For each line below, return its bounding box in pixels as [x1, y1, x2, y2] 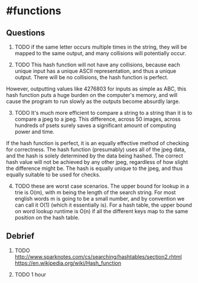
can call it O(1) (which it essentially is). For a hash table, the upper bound [14, 201, 192, 208]
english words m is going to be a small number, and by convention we [14, 195, 185, 202]
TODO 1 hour [14, 271, 46, 278]
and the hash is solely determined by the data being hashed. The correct [6, 152, 183, 159]
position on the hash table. [14, 214, 80, 221]
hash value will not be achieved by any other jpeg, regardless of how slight [6, 159, 188, 165]
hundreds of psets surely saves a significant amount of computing [14, 122, 176, 128]
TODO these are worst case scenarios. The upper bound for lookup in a [14, 182, 189, 189]
